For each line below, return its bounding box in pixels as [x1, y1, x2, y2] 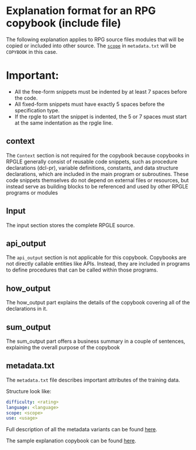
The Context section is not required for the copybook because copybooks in [6, 152, 190, 159]
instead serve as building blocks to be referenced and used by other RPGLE [6, 183, 189, 190]
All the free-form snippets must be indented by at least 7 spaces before [14, 88, 187, 95]
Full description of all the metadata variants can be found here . [6, 426, 157, 433]
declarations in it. [6, 305, 48, 312]
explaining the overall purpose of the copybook [6, 343, 120, 351]
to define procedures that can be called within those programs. [6, 266, 159, 273]
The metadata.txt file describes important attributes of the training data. [6, 376, 180, 383]
